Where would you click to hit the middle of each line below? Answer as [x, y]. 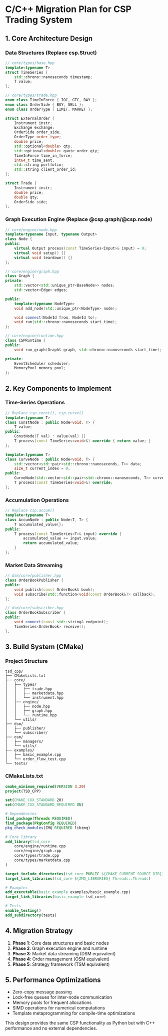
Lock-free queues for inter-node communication [62, 997]
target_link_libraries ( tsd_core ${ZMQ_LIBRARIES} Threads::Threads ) [78, 878]
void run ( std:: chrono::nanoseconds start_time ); [66, 322]
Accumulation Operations [37, 500]
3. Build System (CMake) [44, 647]
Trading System [39, 20]
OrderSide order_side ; [38, 132]
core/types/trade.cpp [36, 856]
